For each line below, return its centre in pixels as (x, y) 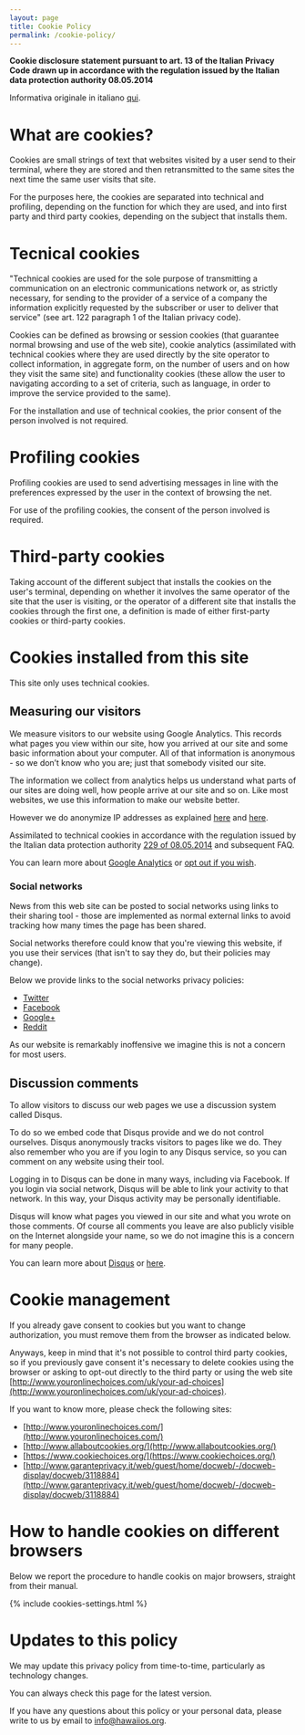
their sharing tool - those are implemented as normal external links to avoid (150, 916)
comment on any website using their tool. (87, 1161)
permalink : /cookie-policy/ (63, 35)
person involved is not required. (69, 421)
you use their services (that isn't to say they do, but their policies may (140, 953)
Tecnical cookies (75, 253)
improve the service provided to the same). (90, 393)
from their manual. (44, 1585)
